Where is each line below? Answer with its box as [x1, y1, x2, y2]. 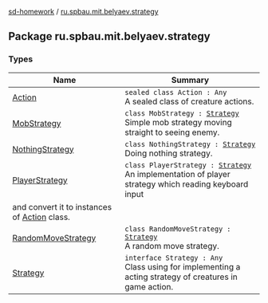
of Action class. [12, 211, 70, 222]
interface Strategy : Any [124, 253, 223, 262]
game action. [124, 281, 174, 292]
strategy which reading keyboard [124, 179, 249, 190]
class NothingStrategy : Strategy [124, 140, 256, 148]
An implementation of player [124, 168, 231, 179]
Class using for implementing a [124, 261, 241, 272]
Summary [171, 74, 210, 85]
